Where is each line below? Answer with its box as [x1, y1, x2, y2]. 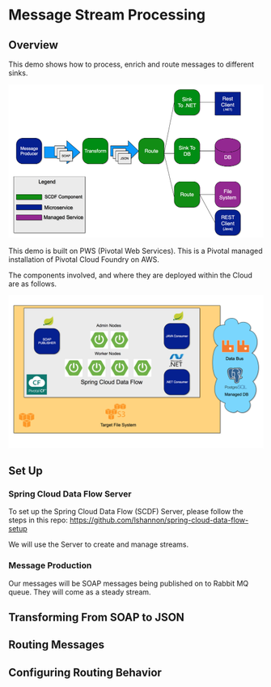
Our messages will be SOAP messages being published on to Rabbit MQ [8, 578, 249, 588]
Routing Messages [8, 638, 105, 652]
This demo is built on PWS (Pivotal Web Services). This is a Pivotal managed [8, 246, 263, 255]
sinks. [8, 68, 28, 78]
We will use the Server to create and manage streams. [8, 539, 189, 549]
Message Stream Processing [8, 6, 206, 24]
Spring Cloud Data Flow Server [8, 488, 132, 500]
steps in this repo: [8, 515, 69, 525]
